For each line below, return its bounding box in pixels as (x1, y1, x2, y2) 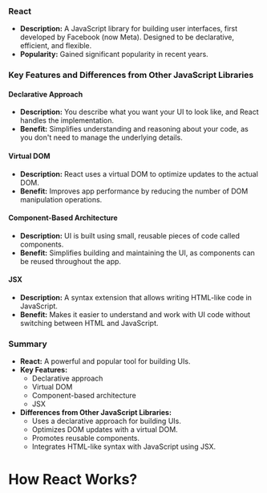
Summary (8, 338, 48, 349)
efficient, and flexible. (19, 41, 92, 51)
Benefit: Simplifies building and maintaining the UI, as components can (19, 247, 255, 258)
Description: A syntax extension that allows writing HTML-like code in (19, 293, 253, 303)
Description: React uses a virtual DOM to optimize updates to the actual (19, 169, 259, 178)
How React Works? (8, 470, 138, 488)
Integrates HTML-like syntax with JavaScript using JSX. (31, 442, 216, 451)
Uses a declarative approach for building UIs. (31, 416, 182, 426)
